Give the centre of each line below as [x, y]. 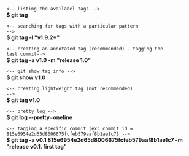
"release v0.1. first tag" [37, 146]
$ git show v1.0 [26, 77]
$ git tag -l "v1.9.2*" [33, 37]
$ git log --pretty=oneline [39, 117]
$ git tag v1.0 [23, 100]
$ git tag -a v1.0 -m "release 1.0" [48, 60]
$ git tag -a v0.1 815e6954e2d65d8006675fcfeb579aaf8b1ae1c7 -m [94, 140]
